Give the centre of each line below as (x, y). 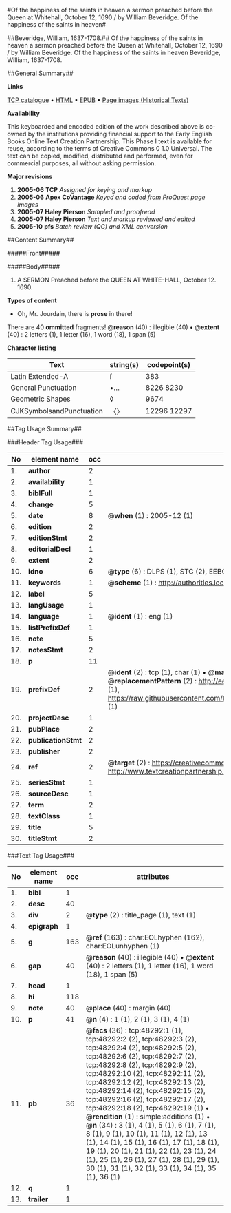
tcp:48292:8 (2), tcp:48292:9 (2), (141, 1065)
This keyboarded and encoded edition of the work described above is (106, 126)
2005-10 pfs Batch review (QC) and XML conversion (92, 226)
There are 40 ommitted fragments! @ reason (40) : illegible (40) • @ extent (113, 327)
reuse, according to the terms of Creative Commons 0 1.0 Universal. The (110, 148)
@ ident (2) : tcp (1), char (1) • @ (161, 672)
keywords (45, 583)
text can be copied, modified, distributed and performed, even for (100, 156)
